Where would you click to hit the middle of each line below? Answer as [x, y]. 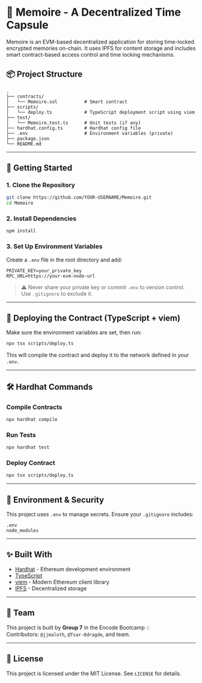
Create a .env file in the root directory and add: [64, 260]
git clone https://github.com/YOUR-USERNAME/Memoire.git [79, 198]
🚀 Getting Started [39, 168]
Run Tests [21, 435]
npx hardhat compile [32, 420]
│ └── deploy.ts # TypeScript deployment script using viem [101, 112]
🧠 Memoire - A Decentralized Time [94, 12]
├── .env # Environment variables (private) [90, 133]
